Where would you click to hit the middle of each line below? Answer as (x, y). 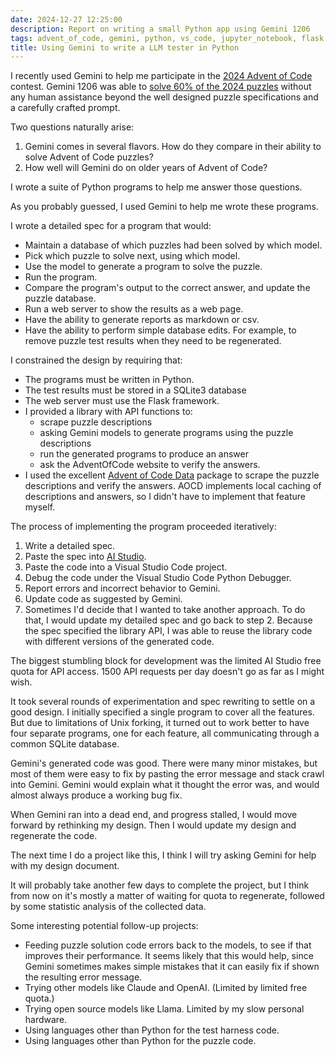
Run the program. (61, 277)
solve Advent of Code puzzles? (89, 157)
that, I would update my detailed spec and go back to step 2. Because (168, 620)
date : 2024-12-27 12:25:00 (66, 19)
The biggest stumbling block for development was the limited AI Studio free (166, 661)
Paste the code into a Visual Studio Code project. (126, 567)
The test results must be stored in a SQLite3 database (135, 390)
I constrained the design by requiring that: (96, 360)
